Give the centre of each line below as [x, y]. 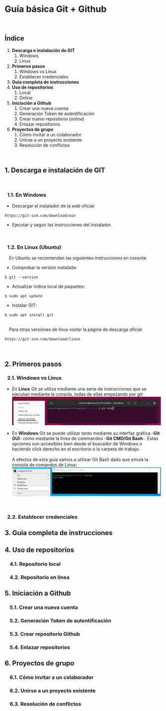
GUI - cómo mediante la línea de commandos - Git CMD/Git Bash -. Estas [85, 438]
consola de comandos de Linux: [44, 465]
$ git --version [21, 277]
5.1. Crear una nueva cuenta [44, 607]
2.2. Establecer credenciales [42, 517]
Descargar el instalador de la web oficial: [53, 206]
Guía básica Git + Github [56, 9]
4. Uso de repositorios [39, 550]
